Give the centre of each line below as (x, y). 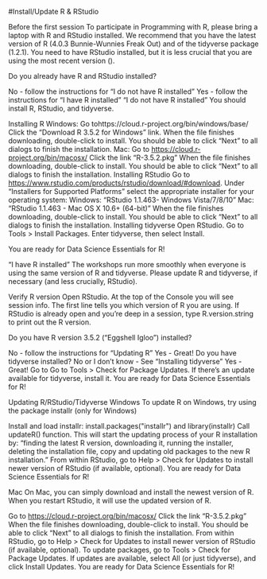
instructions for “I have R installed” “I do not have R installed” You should (127, 100)
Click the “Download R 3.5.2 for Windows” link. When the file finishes (121, 132)
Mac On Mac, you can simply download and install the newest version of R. (131, 492)
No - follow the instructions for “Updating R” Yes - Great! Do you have (122, 353)
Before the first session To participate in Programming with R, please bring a (133, 27)
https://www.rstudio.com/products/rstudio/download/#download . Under (126, 183)
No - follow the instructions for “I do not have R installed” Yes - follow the (128, 91)
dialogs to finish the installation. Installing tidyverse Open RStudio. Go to (126, 225)
